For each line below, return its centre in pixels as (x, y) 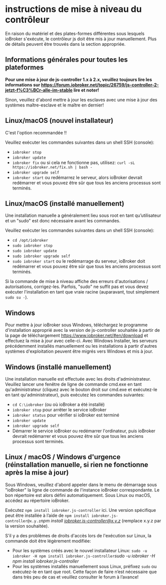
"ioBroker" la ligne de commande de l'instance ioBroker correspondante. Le (82, 490)
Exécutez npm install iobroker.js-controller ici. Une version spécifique (81, 510)
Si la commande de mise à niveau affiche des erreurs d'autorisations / (77, 282)
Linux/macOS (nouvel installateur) (59, 121)
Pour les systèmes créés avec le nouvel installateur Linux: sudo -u (80, 550)
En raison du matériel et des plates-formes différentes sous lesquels (75, 33)
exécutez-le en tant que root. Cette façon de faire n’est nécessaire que (84, 572)
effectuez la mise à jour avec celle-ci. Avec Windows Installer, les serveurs (81, 341)
